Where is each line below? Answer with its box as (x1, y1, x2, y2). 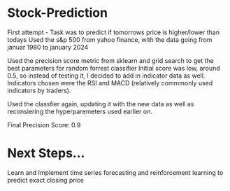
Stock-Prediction (7, 5, 108, 21)
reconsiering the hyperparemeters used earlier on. (7, 107, 152, 115)
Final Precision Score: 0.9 (7, 120, 81, 129)
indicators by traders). (7, 86, 71, 94)
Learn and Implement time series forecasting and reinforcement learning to (7, 168, 224, 176)
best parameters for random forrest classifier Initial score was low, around (7, 64, 220, 72)
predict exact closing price (7, 176, 85, 184)
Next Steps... (7, 146, 85, 162)
